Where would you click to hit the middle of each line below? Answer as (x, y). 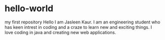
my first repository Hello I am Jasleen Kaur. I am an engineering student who (82, 22)
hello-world (29, 9)
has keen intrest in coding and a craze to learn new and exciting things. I (78, 27)
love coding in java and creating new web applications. (61, 32)
